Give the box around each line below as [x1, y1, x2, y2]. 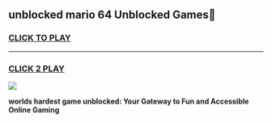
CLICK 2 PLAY [8, 62, 65, 74]
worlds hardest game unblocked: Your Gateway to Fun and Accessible [8, 96, 249, 106]
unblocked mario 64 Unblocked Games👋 [8, 8, 216, 22]
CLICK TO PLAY [8, 32, 71, 44]
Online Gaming [8, 104, 60, 114]
